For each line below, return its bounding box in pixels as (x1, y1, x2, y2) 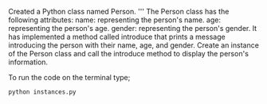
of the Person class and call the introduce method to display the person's (8, 49, 249, 58)
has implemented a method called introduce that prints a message (8, 32, 226, 41)
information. (8, 57, 49, 67)
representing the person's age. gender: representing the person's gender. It (8, 24, 257, 33)
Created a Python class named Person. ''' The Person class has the (8, 7, 230, 16)
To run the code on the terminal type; (8, 73, 131, 82)
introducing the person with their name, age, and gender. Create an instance (8, 40, 259, 50)
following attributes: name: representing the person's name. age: (8, 15, 222, 25)
